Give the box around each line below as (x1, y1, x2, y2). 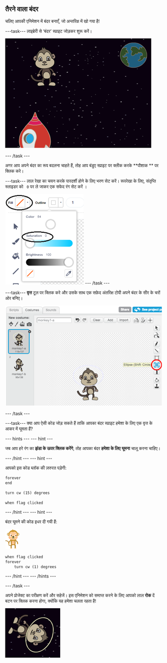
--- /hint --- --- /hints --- (5, 573, 56, 579)
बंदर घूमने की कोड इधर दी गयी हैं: (5, 519, 58, 525)
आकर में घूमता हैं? (5, 426, 33, 432)
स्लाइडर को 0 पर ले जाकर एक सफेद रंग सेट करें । (5, 184, 87, 189)
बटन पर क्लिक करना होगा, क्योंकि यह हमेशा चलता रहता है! (5, 598, 96, 604)
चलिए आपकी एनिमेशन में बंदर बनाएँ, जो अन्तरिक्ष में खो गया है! (5, 18, 100, 24)
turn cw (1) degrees (14, 565, 57, 569)
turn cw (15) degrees (5, 490, 50, 495)
